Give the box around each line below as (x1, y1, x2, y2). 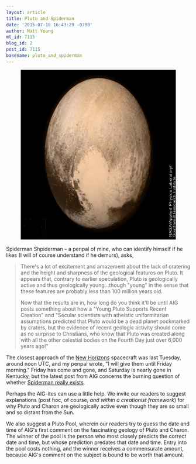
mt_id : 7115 (6, 34, 35, 40)
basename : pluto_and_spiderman (6, 53, 82, 59)
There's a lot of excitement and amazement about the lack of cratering (20, 263, 191, 270)
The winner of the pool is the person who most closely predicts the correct (6, 432, 187, 439)
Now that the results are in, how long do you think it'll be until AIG (20, 299, 178, 306)
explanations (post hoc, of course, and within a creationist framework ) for (6, 396, 185, 403)
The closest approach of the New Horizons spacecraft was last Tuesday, (6, 354, 181, 361)
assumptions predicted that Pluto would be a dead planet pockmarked (20, 318, 190, 325)
